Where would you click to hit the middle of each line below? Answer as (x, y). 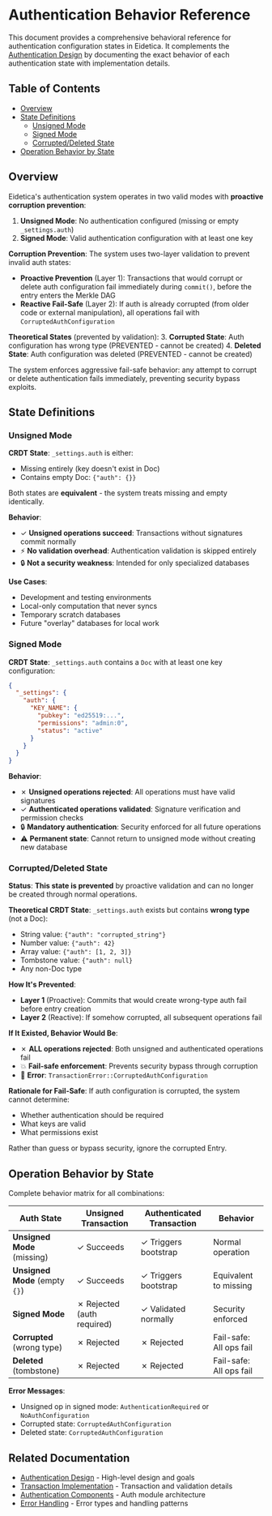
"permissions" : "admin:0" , (83, 723)
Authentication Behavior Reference (130, 15)
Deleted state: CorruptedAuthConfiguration (91, 1432)
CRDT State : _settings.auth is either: (71, 453)
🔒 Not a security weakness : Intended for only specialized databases (135, 563)
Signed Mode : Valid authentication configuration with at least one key (136, 238)
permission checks (51, 818)
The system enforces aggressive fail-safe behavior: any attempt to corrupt (133, 370)
